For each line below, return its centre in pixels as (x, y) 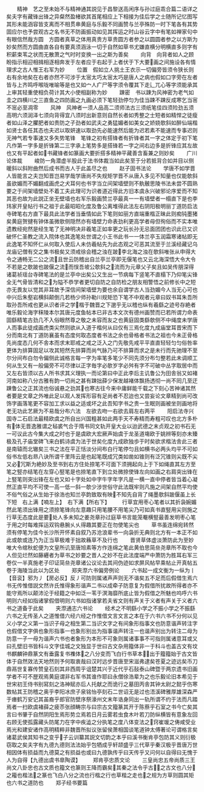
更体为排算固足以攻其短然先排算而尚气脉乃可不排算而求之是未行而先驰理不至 (102, 350)
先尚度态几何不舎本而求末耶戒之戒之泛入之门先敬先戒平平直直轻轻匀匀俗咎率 (102, 343)
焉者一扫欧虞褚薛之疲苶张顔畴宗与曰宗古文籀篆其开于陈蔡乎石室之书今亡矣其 (102, 707)
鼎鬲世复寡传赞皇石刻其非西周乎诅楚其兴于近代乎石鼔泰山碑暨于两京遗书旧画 (102, 669)
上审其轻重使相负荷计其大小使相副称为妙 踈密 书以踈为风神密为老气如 (100, 92)
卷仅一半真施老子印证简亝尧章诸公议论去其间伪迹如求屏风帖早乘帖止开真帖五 (102, 563)
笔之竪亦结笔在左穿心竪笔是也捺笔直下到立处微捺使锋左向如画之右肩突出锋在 (102, 472)
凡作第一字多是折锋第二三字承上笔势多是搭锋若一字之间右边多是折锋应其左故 (102, 145)
